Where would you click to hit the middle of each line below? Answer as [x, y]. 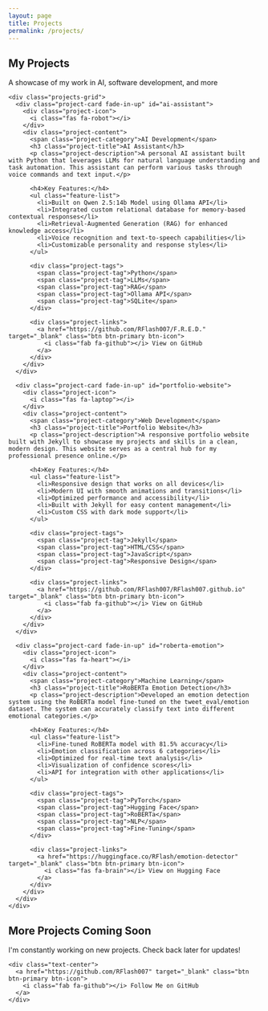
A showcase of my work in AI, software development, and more [113, 83]
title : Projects [35, 23]
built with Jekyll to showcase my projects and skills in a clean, [124, 442]
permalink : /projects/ [46, 31]
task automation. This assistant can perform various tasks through [125, 168]
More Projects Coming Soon [80, 930]
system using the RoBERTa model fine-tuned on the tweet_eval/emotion [129, 702]
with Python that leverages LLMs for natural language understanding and [134, 161]
